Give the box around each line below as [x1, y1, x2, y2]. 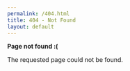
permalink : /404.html [7, 10, 70, 17]
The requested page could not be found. [7, 56, 124, 64]
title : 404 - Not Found [7, 17, 76, 24]
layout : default [7, 23, 54, 30]
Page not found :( [7, 42, 58, 51]
